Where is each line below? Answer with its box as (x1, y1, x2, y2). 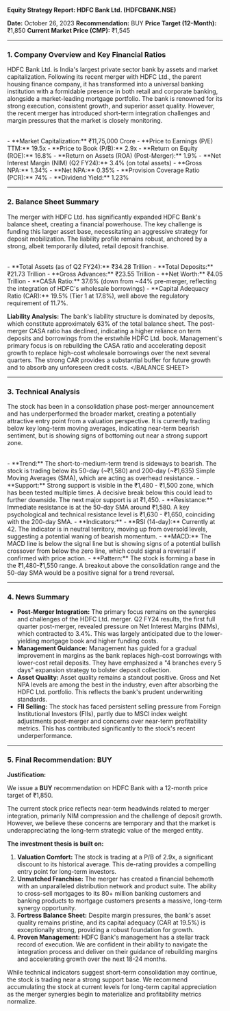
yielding (16, 637, 40, 645)
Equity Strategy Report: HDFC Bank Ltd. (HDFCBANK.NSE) (7, 6, 177, 14)
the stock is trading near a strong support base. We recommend (7, 975, 188, 984)
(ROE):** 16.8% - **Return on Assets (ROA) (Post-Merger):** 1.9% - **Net (7, 152, 221, 160)
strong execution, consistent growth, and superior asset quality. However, (7, 102, 215, 110)
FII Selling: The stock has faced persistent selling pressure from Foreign (16, 702, 221, 711)
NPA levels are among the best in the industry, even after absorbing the (16, 680, 218, 689)
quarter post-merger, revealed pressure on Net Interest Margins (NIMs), (16, 622, 220, 630)
